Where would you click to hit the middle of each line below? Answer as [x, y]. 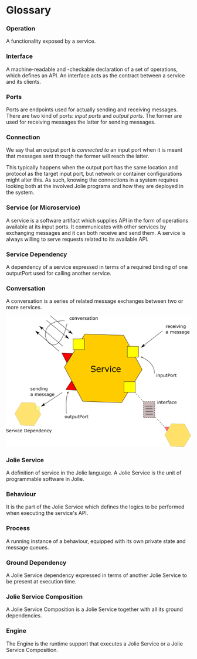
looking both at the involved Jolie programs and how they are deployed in [95, 186]
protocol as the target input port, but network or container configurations [94, 174]
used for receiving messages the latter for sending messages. [81, 122]
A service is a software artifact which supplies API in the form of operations [97, 220]
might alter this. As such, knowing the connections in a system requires [92, 180]
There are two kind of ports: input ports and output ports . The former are [94, 116]
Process [18, 528]
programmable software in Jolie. [45, 479]
